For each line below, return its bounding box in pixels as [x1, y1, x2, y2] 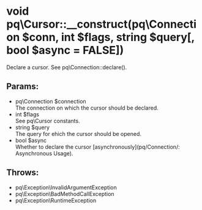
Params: [6, 81, 39, 92]
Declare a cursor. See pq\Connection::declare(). [6, 63, 127, 71]
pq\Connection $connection [15, 97, 87, 105]
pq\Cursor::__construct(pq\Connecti [6, 17, 197, 31]
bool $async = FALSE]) [6, 43, 124, 58]
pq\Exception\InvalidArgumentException [15, 184, 118, 191]
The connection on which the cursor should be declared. [15, 104, 159, 111]
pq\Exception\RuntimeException [15, 197, 97, 204]
